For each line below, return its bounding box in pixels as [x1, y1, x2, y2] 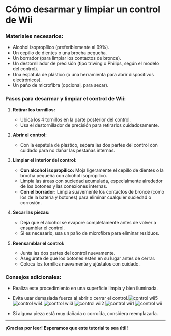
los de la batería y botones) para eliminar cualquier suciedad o [20, 194, 152, 200]
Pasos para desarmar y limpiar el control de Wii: [5, 95, 126, 102]
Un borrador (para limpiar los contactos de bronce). [12, 55, 121, 61]
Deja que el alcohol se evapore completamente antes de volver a [20, 219, 156, 225]
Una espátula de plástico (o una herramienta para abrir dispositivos [12, 71, 154, 78]
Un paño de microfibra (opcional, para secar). [12, 82, 109, 88]
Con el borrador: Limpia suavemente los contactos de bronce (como [20, 188, 164, 195]
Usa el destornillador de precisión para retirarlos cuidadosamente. [20, 122, 159, 128]
